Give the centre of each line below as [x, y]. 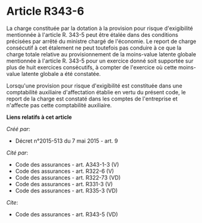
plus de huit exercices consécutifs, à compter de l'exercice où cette [92, 67]
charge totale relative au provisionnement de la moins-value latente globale [101, 54]
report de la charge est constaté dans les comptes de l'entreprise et [92, 99]
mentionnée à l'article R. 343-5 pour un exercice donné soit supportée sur [100, 61]
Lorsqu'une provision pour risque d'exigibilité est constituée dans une [94, 85]
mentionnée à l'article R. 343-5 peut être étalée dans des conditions [92, 34]
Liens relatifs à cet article [39, 117]
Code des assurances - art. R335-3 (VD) [66, 191]
